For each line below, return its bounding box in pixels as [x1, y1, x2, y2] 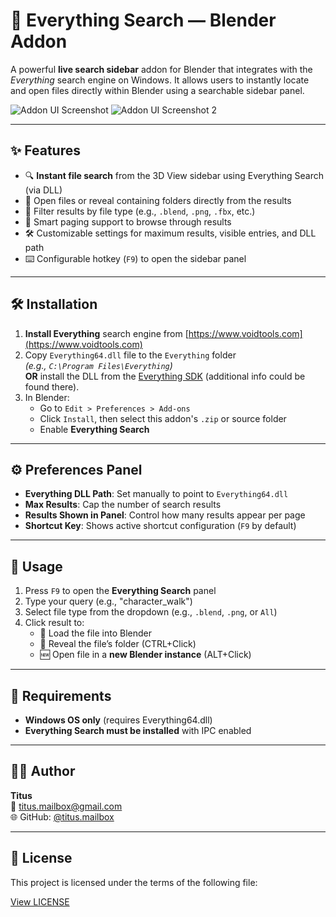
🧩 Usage [10, 558, 63, 575]
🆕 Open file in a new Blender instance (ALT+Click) [39, 649, 252, 661]
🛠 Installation [10, 296, 98, 313]
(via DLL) [24, 184, 63, 196]
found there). [24, 380, 80, 393]
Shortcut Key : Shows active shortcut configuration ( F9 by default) [24, 520, 297, 532]
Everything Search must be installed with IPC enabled [24, 725, 252, 736]
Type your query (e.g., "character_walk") [24, 595, 193, 608]
